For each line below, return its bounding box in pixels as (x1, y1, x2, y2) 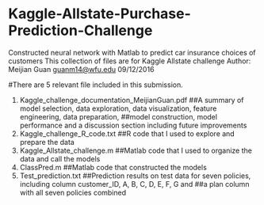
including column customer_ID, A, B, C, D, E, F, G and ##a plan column (19, 179, 250, 188)
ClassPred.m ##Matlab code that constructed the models (19, 162, 208, 172)
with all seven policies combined (19, 188, 127, 197)
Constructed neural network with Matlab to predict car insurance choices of (8, 47, 256, 57)
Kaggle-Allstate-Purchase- (8, 5, 192, 23)
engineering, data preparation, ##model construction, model (19, 112, 218, 121)
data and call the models (19, 154, 101, 163)
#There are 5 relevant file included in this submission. (8, 80, 184, 89)
